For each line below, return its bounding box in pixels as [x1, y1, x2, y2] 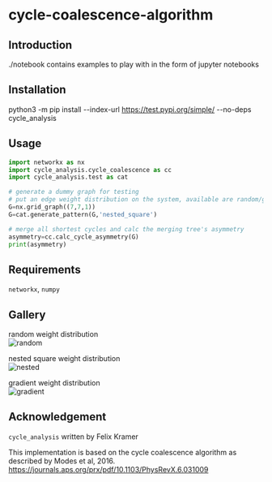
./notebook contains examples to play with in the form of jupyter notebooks [8, 59, 259, 69]
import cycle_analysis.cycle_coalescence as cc [8, 166, 172, 174]
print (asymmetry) [8, 240, 67, 248]
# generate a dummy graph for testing [8, 188, 139, 196]
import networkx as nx [8, 158, 85, 166]
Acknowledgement [8, 410, 107, 424]
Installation [8, 83, 66, 97]
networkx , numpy [8, 284, 61, 294]
